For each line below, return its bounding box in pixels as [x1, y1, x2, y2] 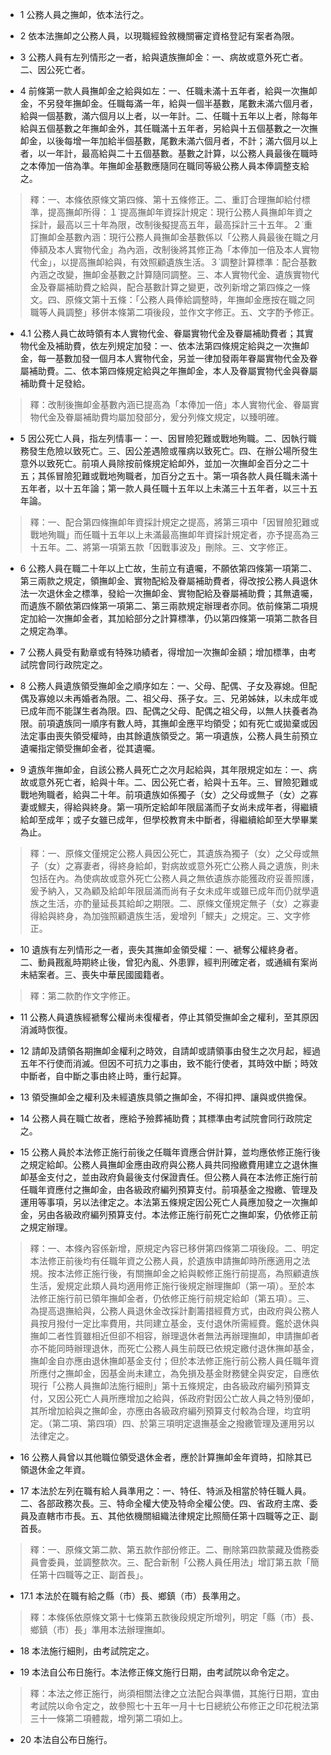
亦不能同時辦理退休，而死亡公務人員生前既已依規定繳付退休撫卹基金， [29, 1343, 320, 1354]
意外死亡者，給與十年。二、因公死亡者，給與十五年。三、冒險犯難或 [37, 776, 318, 788]
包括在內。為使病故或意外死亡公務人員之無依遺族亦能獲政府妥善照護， [29, 873, 320, 884]
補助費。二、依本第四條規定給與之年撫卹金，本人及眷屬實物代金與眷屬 [28, 365, 318, 377]
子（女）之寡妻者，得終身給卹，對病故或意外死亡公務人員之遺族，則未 [29, 860, 320, 872]
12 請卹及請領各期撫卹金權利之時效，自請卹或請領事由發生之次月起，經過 [19, 1045, 321, 1057]
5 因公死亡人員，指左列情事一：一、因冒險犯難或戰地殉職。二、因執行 [19, 433, 309, 444]
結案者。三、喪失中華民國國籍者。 [28, 969, 170, 980]
